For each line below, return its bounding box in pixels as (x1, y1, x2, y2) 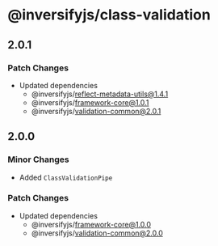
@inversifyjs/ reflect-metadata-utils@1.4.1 (31, 89, 169, 99)
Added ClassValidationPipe (19, 172, 113, 182)
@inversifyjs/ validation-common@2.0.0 (31, 228, 163, 238)
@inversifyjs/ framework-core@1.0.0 (31, 219, 151, 229)
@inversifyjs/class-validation (7, 6, 211, 24)
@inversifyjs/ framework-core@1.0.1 (31, 97, 149, 107)
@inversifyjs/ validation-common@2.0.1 (31, 106, 161, 116)
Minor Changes (7, 154, 69, 165)
